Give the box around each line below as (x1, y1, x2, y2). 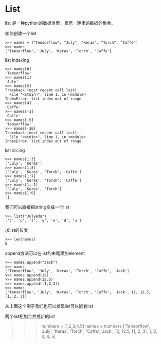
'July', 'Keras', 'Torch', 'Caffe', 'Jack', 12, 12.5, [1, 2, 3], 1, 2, (41, 328, 158, 334)
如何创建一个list (5, 30, 36, 36)
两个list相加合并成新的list (5, 313, 55, 319)
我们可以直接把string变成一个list (5, 204, 70, 210)
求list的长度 (5, 227, 28, 233)
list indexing (5, 57, 29, 63)
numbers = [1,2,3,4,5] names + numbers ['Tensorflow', (41, 323, 151, 329)
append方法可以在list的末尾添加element (5, 250, 85, 256)
